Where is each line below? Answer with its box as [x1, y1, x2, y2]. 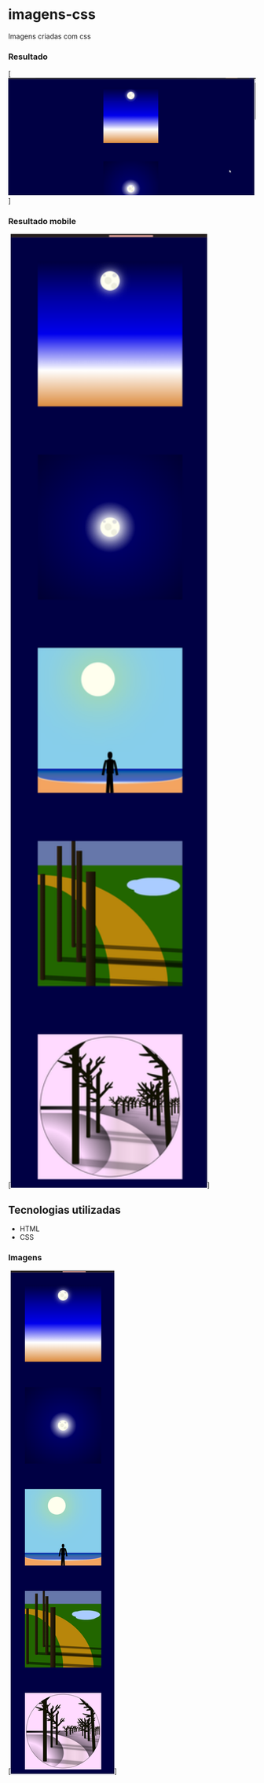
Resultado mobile [8, 215, 76, 226]
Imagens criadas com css [8, 31, 92, 41]
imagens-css [8, 6, 96, 24]
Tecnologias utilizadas [8, 1203, 121, 1216]
